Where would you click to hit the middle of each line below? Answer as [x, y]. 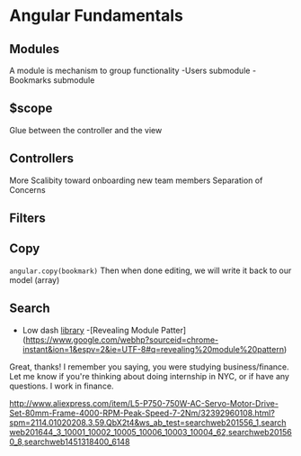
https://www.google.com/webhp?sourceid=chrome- [122, 340]
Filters [28, 219]
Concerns [28, 189]
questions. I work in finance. [62, 386]
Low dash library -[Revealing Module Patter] [104, 330]
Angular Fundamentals [97, 16]
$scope [31, 109]
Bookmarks [31, 80]
